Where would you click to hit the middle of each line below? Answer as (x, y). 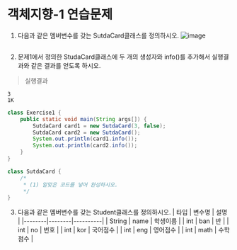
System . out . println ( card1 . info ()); (85, 139)
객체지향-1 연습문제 (60, 15)
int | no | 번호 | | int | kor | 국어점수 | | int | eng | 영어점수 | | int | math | (117, 230)
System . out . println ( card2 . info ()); (85, 146)
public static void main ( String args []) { (83, 119)
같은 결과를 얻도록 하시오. (66, 65)
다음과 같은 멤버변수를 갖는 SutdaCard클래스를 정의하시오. (98, 35)
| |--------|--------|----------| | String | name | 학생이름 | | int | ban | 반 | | (123, 221)
